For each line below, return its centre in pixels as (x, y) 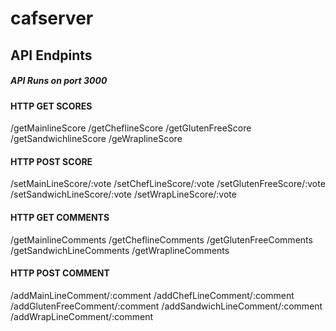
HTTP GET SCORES (51, 106)
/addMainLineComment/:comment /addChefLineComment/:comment (152, 295)
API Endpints (51, 55)
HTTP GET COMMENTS (60, 217)
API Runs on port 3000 (59, 81)
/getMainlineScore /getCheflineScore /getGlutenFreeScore (131, 128)
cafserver (52, 18)
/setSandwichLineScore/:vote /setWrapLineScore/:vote (123, 194)
